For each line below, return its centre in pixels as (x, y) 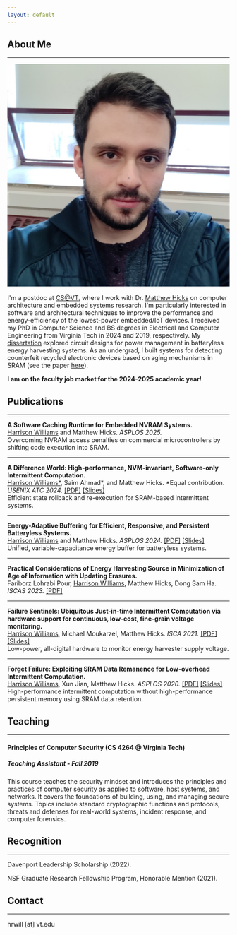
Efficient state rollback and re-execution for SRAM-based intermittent (108, 498)
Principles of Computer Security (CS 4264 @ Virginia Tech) (96, 747)
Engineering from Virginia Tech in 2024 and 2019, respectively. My (104, 335)
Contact (25, 900)
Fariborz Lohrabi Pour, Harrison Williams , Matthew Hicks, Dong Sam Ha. (112, 583)
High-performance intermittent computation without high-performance (110, 691)
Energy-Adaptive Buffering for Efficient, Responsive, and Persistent (109, 525)
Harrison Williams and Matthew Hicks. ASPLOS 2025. (85, 433)
